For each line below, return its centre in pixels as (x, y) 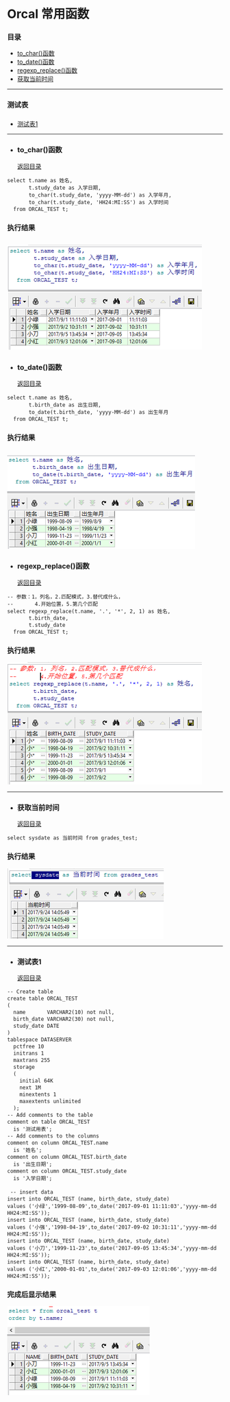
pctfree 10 (29, 1047)
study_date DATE (36, 1026)
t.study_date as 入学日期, (65, 188)
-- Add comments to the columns (53, 1136)
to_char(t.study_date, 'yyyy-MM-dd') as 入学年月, (100, 195)
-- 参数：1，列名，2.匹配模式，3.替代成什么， (65, 597)
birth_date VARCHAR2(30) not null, (64, 1019)
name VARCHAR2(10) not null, (64, 1012)
